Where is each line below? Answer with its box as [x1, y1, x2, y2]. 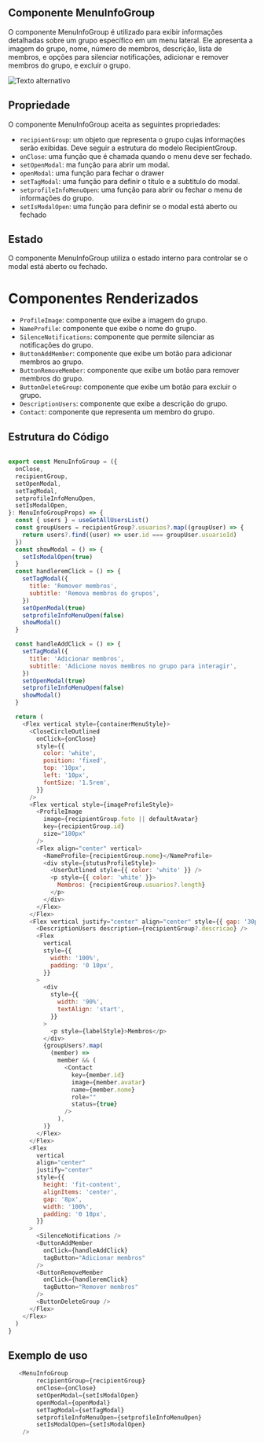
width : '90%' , [57, 998, 104, 1006]
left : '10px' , [42, 771, 90, 779]
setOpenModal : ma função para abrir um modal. [19, 160, 170, 169]
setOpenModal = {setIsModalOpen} [36, 1391, 139, 1399]
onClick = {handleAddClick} [42, 1246, 128, 1254]
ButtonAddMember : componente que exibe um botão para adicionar [19, 349, 233, 359]
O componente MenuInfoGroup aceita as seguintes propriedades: [8, 120, 221, 129]
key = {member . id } [71, 1071, 125, 1079]
